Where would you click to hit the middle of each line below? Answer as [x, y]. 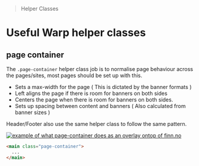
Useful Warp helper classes [76, 33]
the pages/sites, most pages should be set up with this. [74, 75]
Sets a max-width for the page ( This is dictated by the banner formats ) [103, 87]
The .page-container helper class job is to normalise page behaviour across [99, 69]
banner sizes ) [33, 112]
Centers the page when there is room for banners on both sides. [94, 100]
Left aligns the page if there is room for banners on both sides [91, 93]
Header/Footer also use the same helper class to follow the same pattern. [97, 124]
